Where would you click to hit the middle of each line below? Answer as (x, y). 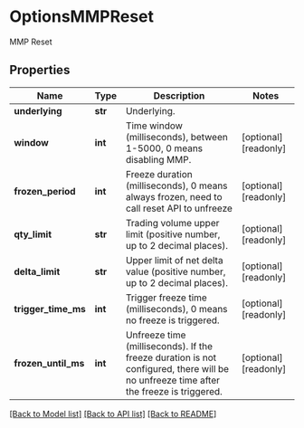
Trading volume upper (172, 223)
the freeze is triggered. (174, 391)
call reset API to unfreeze (179, 208)
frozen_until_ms (49, 363)
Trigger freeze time (166, 298)
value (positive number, (176, 271)
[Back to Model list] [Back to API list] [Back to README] (113, 414)
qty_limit (33, 234)
